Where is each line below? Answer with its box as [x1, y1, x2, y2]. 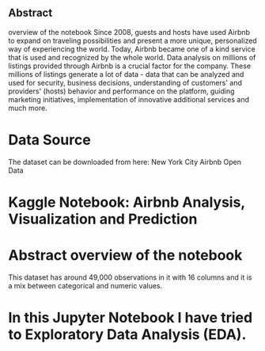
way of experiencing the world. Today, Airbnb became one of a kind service [8, 44, 256, 54]
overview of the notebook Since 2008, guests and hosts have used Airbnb [8, 27, 251, 36]
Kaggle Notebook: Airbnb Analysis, [8, 193, 245, 211]
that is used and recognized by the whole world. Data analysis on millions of [8, 52, 256, 62]
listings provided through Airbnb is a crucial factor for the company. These [8, 61, 252, 71]
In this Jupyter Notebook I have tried [8, 309, 253, 327]
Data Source [8, 131, 91, 149]
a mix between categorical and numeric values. [8, 280, 163, 290]
